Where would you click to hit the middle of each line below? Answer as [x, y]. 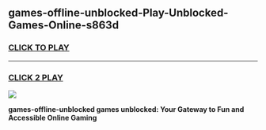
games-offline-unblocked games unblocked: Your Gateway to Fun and [126, 109]
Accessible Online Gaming [53, 117]
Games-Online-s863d [64, 26]
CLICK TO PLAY [39, 48]
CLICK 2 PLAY [36, 77]
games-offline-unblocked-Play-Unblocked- [118, 13]
